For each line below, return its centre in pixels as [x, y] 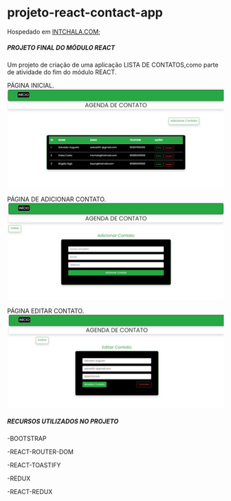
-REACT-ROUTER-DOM [41, 452]
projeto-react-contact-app [85, 13]
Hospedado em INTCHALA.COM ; [54, 32]
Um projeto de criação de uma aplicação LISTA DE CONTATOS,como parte [113, 65]
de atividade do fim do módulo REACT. [62, 72]
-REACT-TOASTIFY [34, 465]
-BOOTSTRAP [27, 438]
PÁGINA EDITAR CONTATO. [46, 311]
